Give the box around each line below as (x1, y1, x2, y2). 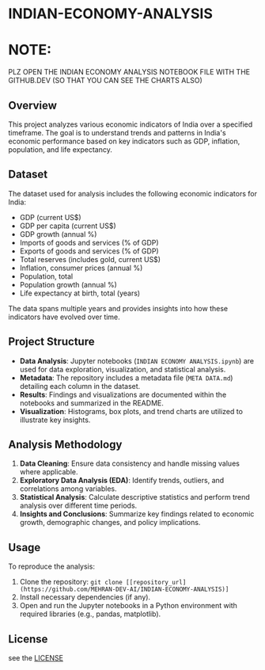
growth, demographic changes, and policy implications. (19, 518, 201, 527)
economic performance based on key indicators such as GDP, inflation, (8, 136, 240, 146)
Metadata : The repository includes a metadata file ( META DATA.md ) (19, 373, 233, 383)
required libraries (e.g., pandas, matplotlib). (19, 609, 161, 619)
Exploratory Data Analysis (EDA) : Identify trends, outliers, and (19, 476, 225, 485)
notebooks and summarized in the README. (19, 398, 164, 408)
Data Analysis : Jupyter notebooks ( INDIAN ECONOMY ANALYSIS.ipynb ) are (19, 356, 255, 365)
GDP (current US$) (19, 212, 81, 222)
